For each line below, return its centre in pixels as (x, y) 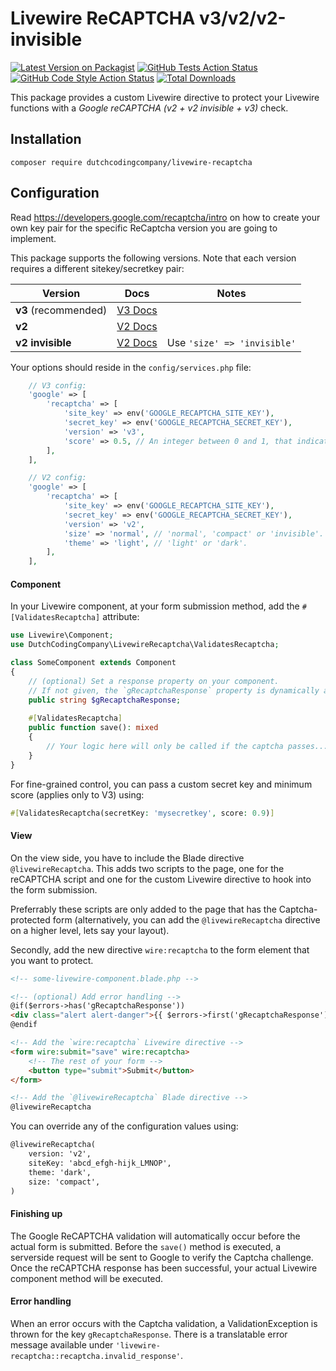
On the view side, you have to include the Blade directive (127, 858)
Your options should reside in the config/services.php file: (131, 367)
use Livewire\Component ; (62, 635)
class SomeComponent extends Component (93, 663)
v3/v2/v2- (243, 18)
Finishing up (36, 1214)
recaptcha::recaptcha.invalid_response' (96, 1356)
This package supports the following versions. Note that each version (153, 258)
